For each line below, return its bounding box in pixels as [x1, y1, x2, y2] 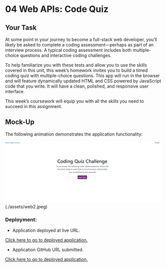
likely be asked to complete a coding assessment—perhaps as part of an [5, 42, 154, 48]
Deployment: [5, 216, 37, 223]
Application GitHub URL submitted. [12, 247, 84, 253]
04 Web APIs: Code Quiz [5, 3, 109, 15]
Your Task [5, 23, 37, 32]
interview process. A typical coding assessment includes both [5, 47, 132, 53]
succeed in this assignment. [5, 104, 62, 109]
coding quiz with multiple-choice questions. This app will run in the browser [5, 73, 160, 78]
